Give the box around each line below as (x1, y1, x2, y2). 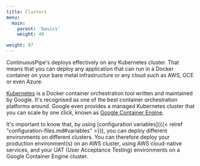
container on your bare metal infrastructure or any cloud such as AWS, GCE (6, 72, 194, 78)
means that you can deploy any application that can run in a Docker (6, 65, 174, 72)
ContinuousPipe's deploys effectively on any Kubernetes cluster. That (6, 59, 180, 66)
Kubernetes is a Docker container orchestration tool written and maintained (6, 90, 193, 97)
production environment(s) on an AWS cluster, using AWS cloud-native (6, 140, 183, 147)
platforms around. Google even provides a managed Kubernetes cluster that (6, 103, 195, 109)
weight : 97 (6, 42, 34, 48)
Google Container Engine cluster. (6, 153, 89, 160)
